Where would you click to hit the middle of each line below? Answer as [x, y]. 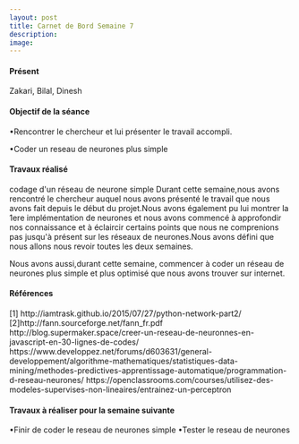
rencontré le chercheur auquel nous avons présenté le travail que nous [140, 199]
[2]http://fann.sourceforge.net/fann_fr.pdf [86, 323]
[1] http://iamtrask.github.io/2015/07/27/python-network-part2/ [125, 313]
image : [21, 43]
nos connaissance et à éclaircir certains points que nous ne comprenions [144, 227]
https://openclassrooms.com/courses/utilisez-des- [180, 380]
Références [31, 294]
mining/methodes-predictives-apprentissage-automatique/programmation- [148, 371]
